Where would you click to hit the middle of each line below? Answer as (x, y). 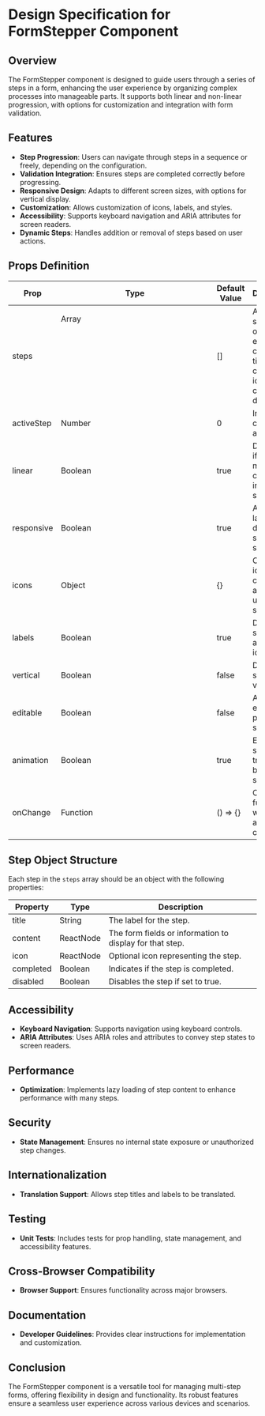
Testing (27, 1219)
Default (231, 288)
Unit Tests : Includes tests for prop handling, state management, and (131, 1238)
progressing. (40, 182)
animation (30, 760)
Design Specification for (90, 15)
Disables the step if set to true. (165, 982)
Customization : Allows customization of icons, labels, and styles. (126, 207)
